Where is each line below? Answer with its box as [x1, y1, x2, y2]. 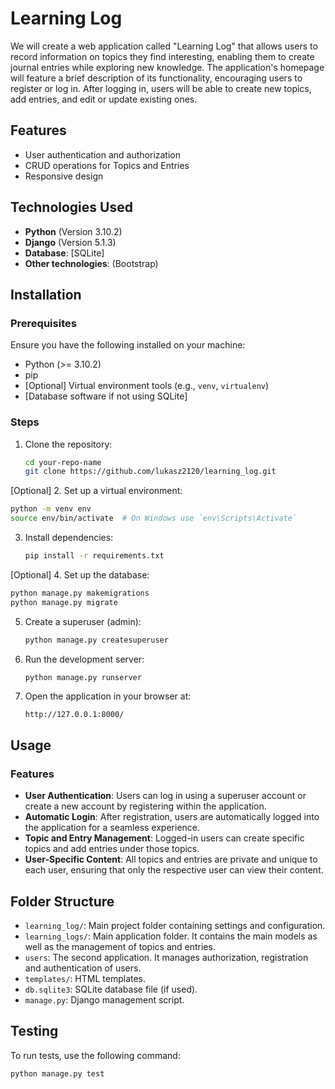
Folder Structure [10, 893, 115, 910]
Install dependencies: [24, 532, 114, 544]
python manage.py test [10, 1068, 105, 1079]
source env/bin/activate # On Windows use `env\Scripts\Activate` [10, 513, 298, 524]
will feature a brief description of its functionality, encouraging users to [10, 72, 303, 84]
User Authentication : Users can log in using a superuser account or [24, 790, 307, 802]
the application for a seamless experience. [24, 822, 201, 834]
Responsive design [24, 170, 104, 182]
